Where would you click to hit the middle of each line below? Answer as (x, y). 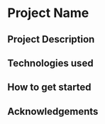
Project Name (48, 13)
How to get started (49, 88)
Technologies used (50, 63)
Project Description (51, 39)
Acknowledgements (53, 111)
